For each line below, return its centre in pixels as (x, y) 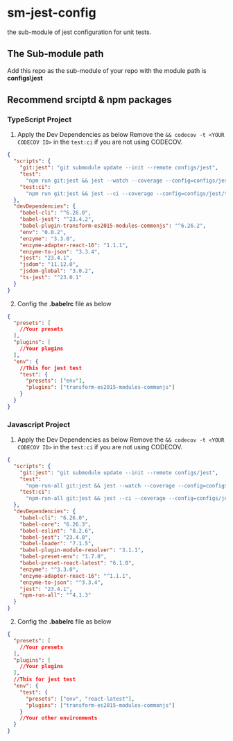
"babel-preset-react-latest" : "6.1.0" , (77, 563)
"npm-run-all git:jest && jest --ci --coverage (96, 499)
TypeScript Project (40, 119)
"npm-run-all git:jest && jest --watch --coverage (100, 485)
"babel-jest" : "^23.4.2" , (57, 219)
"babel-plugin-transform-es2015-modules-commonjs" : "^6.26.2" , (113, 226)
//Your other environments (59, 718)
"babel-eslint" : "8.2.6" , (57, 531)
